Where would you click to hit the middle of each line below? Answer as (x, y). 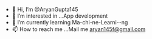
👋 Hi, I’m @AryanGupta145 (45, 9)
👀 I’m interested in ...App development (60, 16)
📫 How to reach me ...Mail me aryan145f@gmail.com (79, 29)
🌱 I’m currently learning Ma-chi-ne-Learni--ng (70, 22)
